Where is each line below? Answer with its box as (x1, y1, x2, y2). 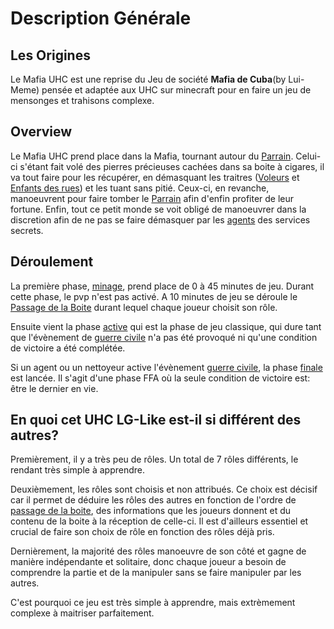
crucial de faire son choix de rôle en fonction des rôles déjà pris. (10, 526, 275, 538)
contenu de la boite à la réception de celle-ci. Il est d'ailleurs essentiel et (10, 515, 309, 527)
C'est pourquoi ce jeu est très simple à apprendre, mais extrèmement (10, 597, 296, 609)
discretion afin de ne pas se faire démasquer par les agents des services (10, 213, 311, 226)
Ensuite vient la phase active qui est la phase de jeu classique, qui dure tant (10, 320, 322, 332)
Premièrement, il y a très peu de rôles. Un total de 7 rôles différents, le (10, 453, 299, 466)
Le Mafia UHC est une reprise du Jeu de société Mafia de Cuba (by (10, 73, 287, 85)
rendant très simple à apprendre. (10, 464, 145, 476)
